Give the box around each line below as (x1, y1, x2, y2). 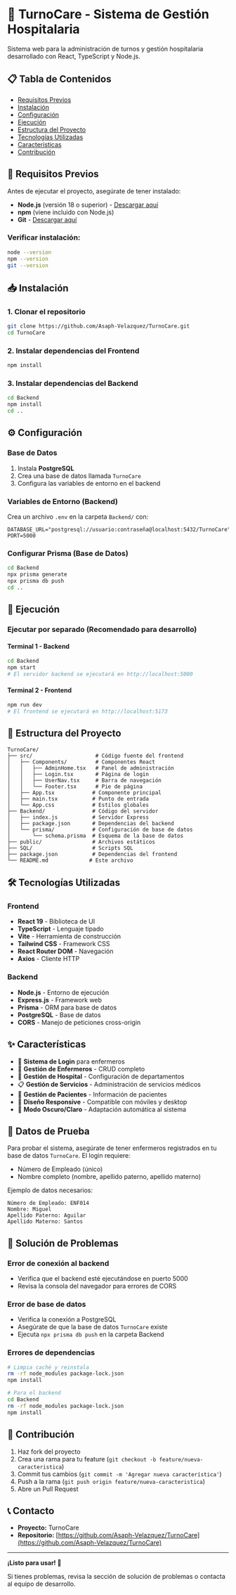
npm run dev (7, 702, 42, 709)
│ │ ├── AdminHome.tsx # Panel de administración (7, 764, 174, 772)
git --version (7, 261, 49, 269)
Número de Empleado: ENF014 (7, 1200, 90, 1207)
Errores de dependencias (7, 1348, 96, 1357)
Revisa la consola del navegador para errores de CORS (17, 1282, 177, 1290)
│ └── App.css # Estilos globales (7, 801, 150, 808)
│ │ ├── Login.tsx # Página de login (7, 770, 150, 777)
